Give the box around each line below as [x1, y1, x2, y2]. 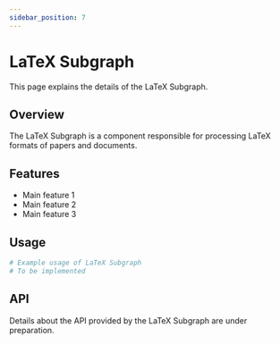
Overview [9, 106, 65, 122]
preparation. [9, 324, 55, 335]
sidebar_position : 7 [9, 13, 87, 22]
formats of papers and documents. [9, 140, 138, 151]
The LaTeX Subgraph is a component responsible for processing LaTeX [9, 130, 271, 141]
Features [9, 166, 60, 181]
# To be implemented [9, 266, 87, 275]
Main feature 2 [21, 199, 77, 210]
